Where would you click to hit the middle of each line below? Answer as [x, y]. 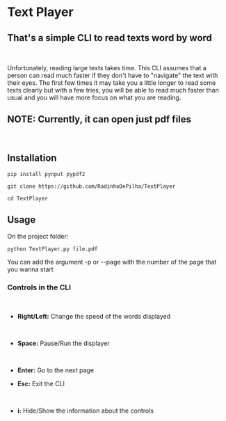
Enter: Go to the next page [56, 370]
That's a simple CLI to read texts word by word [110, 38]
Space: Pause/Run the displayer [63, 343]
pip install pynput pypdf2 [46, 174]
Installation [32, 158]
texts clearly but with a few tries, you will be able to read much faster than [113, 90]
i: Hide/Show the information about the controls [86, 411]
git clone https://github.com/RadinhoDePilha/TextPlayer [91, 186]
